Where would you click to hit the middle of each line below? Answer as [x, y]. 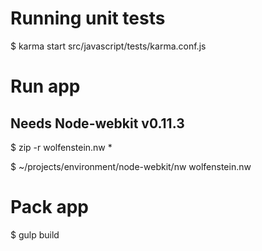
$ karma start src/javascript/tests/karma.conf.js [108, 46]
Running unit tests [88, 18]
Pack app [49, 207]
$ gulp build [35, 234]
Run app [45, 86]
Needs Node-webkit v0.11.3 [97, 123]
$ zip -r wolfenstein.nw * [61, 147]
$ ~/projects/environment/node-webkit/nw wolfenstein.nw [131, 166]
